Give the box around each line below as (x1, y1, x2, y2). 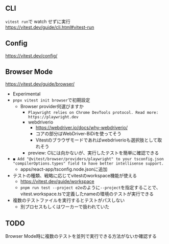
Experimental (12, 91, 41, 97)
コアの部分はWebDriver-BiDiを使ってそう (35, 131, 122, 137)
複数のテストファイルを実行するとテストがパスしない (12, 197, 125, 204)
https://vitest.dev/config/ (5, 52, 58, 58)
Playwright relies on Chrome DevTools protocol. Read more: (28, 110, 159, 115)
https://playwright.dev (28, 115, 79, 120)
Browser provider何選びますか (20, 104, 84, 110)
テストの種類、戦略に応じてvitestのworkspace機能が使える (12, 173, 137, 179)
